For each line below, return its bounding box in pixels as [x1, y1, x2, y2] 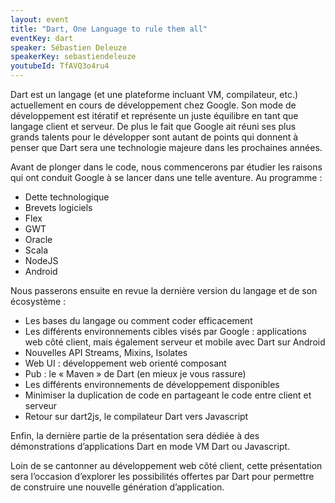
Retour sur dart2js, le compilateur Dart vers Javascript [24, 411, 249, 422]
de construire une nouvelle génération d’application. [10, 481, 225, 493]
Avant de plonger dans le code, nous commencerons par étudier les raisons [10, 161, 323, 173]
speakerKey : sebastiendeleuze [10, 52, 137, 62]
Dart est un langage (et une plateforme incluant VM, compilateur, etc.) [10, 89, 299, 100]
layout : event [10, 14, 70, 25]
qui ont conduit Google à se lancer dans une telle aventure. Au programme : [10, 172, 323, 183]
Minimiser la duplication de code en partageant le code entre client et [24, 389, 312, 401]
